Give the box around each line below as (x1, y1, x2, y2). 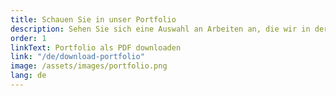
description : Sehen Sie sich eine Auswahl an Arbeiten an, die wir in (10, 24, 311, 34)
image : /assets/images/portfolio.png (10, 61, 168, 71)
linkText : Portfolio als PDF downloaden (10, 42, 182, 53)
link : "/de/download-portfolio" (10, 52, 145, 62)
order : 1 (10, 33, 47, 43)
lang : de (10, 71, 47, 81)
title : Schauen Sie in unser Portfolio (10, 14, 177, 25)
